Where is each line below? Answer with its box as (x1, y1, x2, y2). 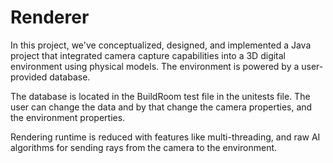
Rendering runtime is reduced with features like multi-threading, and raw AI (10, 131, 321, 143)
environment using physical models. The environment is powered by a (10, 60, 300, 72)
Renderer (10, 6, 90, 29)
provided (10, 71, 48, 83)
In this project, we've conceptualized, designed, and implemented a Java (10, 39, 312, 51)
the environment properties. (10, 111, 126, 123)
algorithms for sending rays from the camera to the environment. (10, 141, 278, 153)
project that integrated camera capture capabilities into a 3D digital (10, 49, 287, 61)
